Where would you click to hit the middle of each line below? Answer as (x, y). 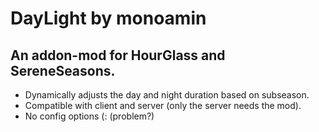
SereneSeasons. (63, 70)
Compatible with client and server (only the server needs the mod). (163, 105)
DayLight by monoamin (108, 18)
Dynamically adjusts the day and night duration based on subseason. (167, 95)
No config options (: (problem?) (89, 116)
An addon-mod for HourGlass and (118, 55)
